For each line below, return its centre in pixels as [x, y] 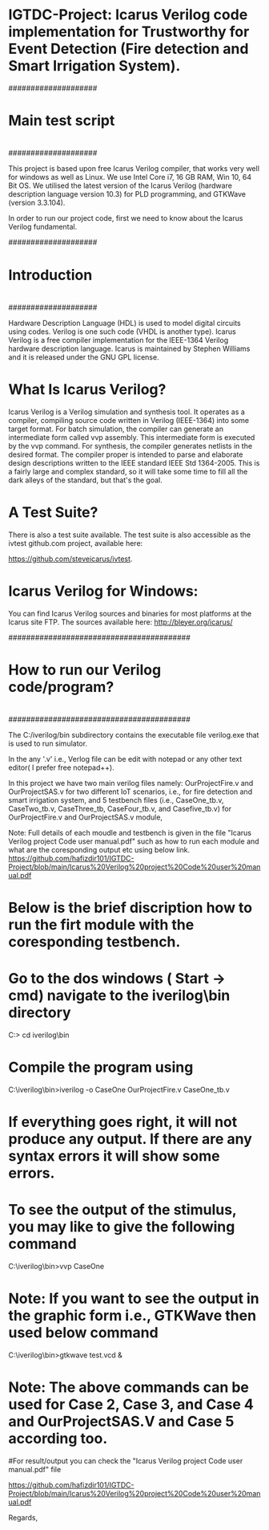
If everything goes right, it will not [123, 1122]
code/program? [61, 687]
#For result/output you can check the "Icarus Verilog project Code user [126, 1461]
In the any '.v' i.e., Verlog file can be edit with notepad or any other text [125, 759]
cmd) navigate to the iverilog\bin [119, 996]
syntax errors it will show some [114, 1156]
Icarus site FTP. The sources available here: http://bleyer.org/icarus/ [120, 622]
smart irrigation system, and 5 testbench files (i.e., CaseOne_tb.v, [116, 800]
